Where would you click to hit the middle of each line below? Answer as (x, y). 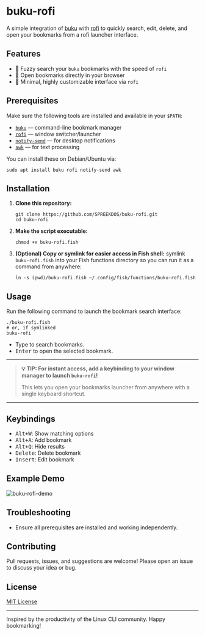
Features (23, 54)
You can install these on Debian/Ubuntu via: (61, 159)
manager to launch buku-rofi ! (59, 376)
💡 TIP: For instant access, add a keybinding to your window (98, 369)
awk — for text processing (47, 147)
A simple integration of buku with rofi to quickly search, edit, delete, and (97, 28)
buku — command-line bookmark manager (68, 127)
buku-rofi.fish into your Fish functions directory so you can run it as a (104, 260)
